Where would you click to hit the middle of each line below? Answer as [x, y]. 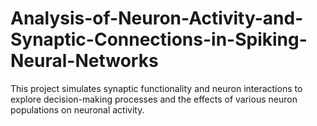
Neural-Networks [84, 61]
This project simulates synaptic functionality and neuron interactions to [156, 88]
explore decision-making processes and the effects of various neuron [154, 99]
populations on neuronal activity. [77, 109]
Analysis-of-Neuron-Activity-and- [157, 18]
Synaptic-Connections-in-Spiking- [159, 39]
